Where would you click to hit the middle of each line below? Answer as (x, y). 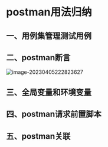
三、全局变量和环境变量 (49, 92)
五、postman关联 (38, 136)
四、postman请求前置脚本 (54, 114)
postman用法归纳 (49, 12)
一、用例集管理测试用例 (49, 36)
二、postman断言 (38, 58)
